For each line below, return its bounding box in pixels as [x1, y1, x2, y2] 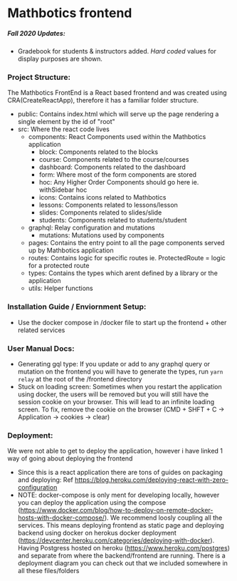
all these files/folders [17, 567, 80, 575]
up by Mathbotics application [28, 246, 114, 254]
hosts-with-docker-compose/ [17, 513, 105, 522]
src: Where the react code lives [17, 125, 110, 133]
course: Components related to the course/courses [38, 155, 189, 164]
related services [17, 326, 65, 334]
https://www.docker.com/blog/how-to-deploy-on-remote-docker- [20, 506, 214, 515]
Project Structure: [7, 73, 71, 83]
